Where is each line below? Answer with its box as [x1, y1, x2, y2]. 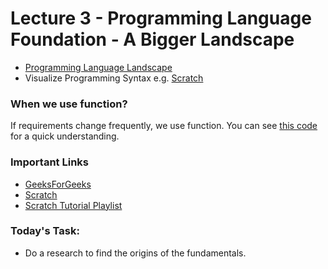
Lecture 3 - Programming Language [10, 7, 312, 30]
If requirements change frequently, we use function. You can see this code [10, 120, 318, 132]
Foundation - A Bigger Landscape [10, 28, 295, 51]
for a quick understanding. [10, 130, 120, 142]
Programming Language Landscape [24, 61, 173, 73]
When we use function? [10, 97, 128, 111]
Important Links [10, 155, 89, 169]
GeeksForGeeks [24, 178, 92, 190]
